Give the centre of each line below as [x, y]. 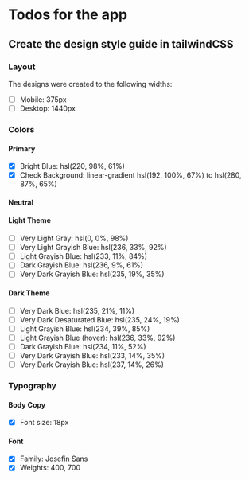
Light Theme [30, 220]
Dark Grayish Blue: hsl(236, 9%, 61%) [82, 265]
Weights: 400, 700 [50, 468]
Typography [33, 385]
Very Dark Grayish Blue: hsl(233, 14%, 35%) [92, 355]
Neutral [21, 202]
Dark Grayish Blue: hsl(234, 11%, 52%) [83, 346]
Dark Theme [29, 293]
